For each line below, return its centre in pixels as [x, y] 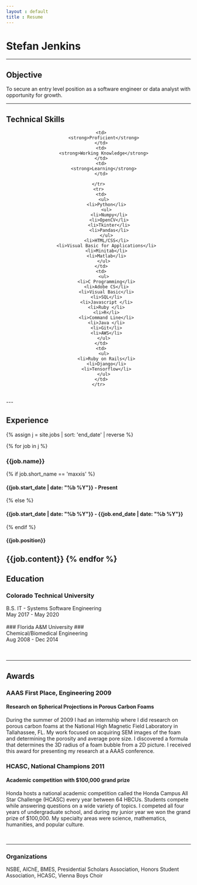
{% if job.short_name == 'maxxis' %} [51, 474]
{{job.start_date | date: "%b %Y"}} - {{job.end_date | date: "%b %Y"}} [95, 514]
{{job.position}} [26, 540]
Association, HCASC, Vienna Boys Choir [55, 876]
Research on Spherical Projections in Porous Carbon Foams [80, 707]
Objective [24, 75]
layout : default [27, 11]
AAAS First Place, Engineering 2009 [59, 692]
